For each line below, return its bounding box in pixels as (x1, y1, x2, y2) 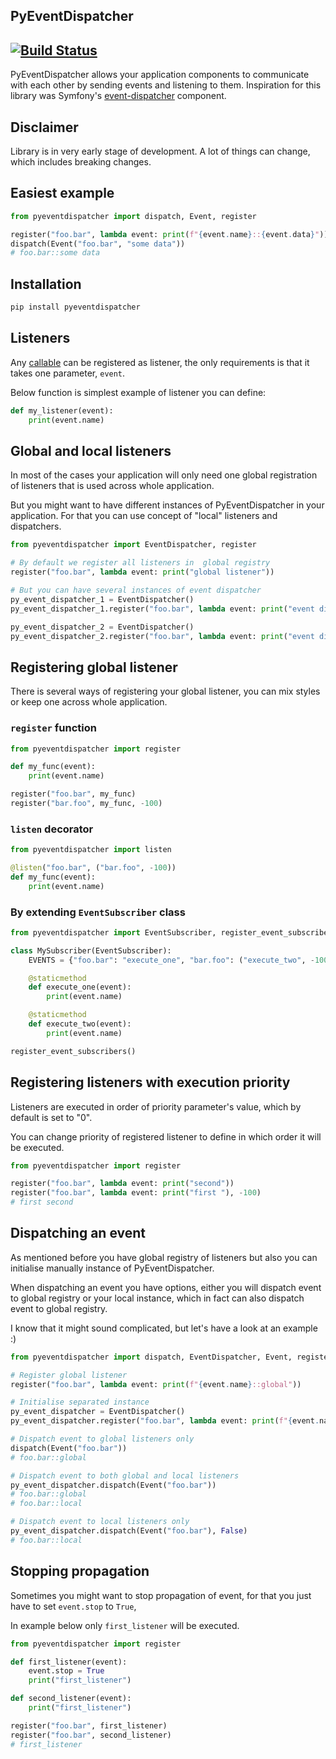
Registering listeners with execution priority (10, 1074, 291, 1091)
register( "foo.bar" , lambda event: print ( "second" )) (10, 1179, 235, 1189)
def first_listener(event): (10, 1657, 128, 1667)
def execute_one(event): (28, 982, 132, 993)
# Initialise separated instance (10, 1397, 150, 1408)
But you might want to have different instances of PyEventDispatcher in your (10, 499, 325, 511)
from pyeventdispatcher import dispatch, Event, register (10, 211, 257, 221)
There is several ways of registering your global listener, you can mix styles (10, 685, 321, 698)
